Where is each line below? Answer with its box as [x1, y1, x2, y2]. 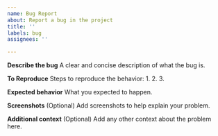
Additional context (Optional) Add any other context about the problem [7, 115, 212, 124]
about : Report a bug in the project [7, 17, 113, 24]
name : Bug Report [7, 10, 58, 17]
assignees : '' [7, 36, 49, 43]
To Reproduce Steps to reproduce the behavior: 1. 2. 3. [7, 74, 165, 83]
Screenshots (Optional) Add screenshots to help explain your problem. [7, 101, 210, 110]
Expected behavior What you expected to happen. [7, 88, 153, 96]
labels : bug [7, 29, 42, 37]
